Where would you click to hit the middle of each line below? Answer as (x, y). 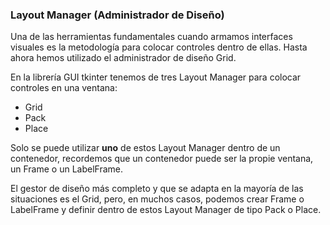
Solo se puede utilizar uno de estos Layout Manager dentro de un (145, 148)
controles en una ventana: (64, 88)
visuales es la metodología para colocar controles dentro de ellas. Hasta (159, 47)
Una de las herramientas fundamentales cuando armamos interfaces (151, 37)
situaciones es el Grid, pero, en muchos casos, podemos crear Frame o (157, 199)
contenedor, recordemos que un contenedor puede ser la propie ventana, (162, 159)
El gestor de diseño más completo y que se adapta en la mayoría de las (157, 189)
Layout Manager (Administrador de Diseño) (117, 15)
